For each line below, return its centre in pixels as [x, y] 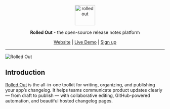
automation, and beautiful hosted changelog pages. [59, 100]
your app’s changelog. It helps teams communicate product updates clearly [84, 90]
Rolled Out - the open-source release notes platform [85, 32]
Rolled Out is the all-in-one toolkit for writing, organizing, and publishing [80, 85]
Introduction [25, 72]
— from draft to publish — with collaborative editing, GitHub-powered [78, 95]
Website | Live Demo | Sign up [85, 42]
